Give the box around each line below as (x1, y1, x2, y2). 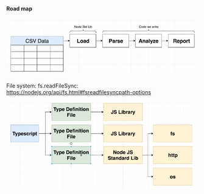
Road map (6, 5, 32, 12)
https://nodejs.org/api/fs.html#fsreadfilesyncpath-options (6, 88, 151, 95)
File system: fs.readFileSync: (6, 82, 79, 89)
